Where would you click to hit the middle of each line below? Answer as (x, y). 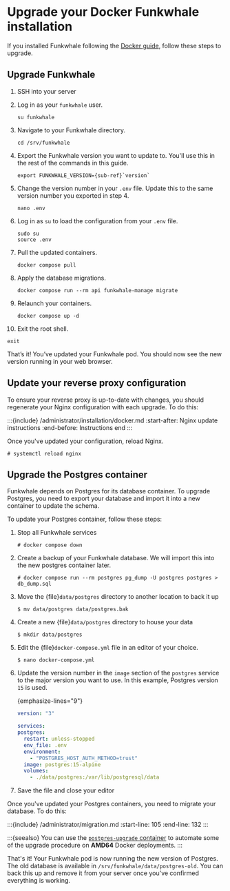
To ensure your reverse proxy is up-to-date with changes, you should (106, 400)
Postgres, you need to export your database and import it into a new (104, 499)
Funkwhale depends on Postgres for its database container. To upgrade (109, 491)
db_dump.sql (34, 584)
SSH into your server (47, 91)
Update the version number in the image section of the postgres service (118, 673)
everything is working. (39, 881)
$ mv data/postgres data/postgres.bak (73, 610)
